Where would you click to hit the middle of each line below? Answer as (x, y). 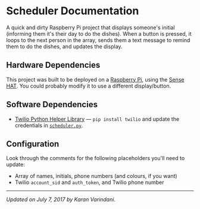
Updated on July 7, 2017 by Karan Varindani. (61, 199)
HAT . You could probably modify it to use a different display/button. (89, 86)
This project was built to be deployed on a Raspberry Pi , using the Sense (95, 79)
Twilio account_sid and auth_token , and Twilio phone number (90, 182)
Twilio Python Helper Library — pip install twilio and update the (97, 119)
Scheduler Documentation (73, 11)
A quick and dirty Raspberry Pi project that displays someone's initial (90, 27)
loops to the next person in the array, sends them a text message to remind (98, 40)
